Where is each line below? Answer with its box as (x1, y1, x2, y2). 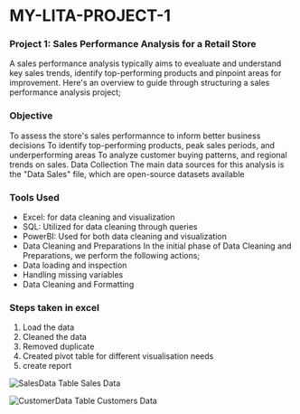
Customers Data (97, 395, 158, 407)
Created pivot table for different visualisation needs (22, 351, 214, 362)
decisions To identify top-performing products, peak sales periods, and (9, 139, 276, 150)
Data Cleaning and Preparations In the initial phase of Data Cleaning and (22, 240, 292, 251)
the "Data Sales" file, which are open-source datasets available (9, 168, 245, 179)
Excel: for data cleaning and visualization (22, 212, 175, 222)
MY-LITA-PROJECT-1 (9, 5, 172, 26)
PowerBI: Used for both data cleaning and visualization (22, 231, 228, 242)
